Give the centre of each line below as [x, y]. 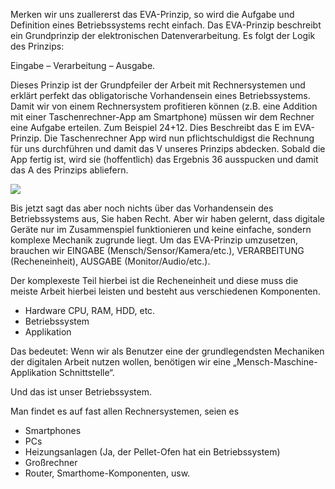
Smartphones [53, 430]
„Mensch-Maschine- [275, 362]
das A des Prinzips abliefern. [69, 170]
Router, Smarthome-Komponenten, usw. [107, 473]
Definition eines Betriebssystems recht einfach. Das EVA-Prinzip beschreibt [166, 25]
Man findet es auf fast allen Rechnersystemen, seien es [125, 411]
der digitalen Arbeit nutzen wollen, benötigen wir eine [121, 362]
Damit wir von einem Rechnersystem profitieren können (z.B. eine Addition [164, 106]
